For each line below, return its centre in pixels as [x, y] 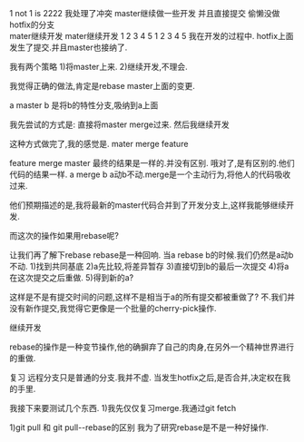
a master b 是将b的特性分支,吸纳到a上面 [84, 105]
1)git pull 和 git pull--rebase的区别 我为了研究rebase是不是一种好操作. [139, 427]
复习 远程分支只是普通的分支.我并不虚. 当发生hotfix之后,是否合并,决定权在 [146, 378]
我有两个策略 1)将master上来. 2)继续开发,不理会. [98, 67]
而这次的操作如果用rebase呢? [64, 236]
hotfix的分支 [32, 25]
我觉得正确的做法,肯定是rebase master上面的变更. [102, 86]
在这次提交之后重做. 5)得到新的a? [72, 278]
